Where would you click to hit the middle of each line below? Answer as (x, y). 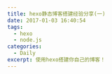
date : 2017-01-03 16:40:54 (47, 20)
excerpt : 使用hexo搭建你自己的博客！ (56, 60)
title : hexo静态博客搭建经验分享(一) (56, 14)
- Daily (25, 54)
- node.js (28, 40)
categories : (24, 47)
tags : (15, 27)
